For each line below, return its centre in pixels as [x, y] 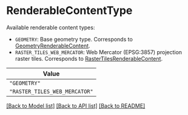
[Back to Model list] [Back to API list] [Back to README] [76, 106]
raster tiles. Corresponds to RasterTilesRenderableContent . [89, 58]
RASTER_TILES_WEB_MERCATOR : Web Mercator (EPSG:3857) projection [99, 52]
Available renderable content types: [51, 27]
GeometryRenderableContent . [52, 46]
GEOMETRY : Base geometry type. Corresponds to [74, 39]
